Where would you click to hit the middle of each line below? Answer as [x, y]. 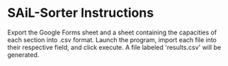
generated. [23, 55]
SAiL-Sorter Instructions [81, 13]
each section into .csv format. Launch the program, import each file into [112, 39]
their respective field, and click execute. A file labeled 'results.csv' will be [114, 47]
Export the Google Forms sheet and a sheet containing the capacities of [112, 32]
